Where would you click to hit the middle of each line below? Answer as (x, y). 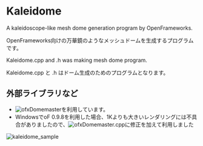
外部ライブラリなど (42, 94)
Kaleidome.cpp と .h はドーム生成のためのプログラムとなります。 (88, 72)
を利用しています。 (85, 109)
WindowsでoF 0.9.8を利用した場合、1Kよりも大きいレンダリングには (101, 117)
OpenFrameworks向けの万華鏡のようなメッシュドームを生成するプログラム (100, 40)
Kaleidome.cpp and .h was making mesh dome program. (77, 60)
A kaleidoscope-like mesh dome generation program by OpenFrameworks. (99, 28)
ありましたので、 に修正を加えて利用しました (110, 124)
